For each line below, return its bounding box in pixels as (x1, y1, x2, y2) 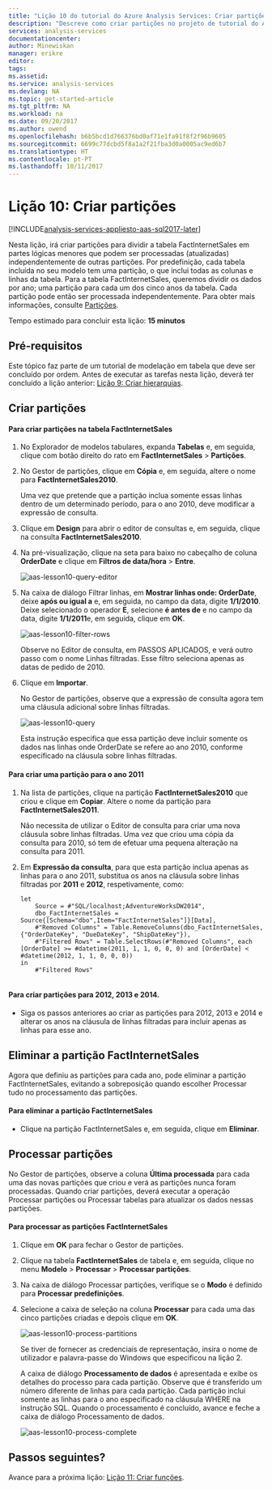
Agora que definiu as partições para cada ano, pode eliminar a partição (8, 1070, 247, 1080)
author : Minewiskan (8, 42, 74, 50)
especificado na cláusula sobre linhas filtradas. (19, 751, 178, 761)
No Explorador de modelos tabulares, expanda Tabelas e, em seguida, (19, 442, 256, 452)
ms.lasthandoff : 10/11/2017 (8, 163, 104, 171)
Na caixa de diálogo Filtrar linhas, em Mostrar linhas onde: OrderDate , (19, 588, 257, 598)
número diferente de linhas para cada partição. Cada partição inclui (19, 1385, 246, 1395)
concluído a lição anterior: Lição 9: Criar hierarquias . (8, 378, 184, 387)
